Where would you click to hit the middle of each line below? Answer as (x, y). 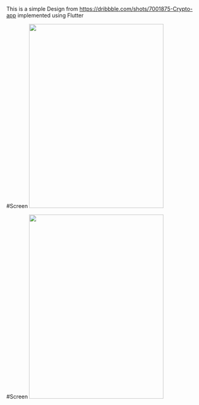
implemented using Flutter (51, 15)
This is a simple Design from (42, 9)
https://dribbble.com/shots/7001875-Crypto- (136, 9)
